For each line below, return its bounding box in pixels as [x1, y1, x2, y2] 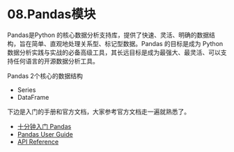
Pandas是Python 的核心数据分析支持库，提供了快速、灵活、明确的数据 [7, 31, 210, 39]
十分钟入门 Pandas [17, 122, 72, 130]
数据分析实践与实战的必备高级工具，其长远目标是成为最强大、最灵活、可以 [7, 48, 221, 56]
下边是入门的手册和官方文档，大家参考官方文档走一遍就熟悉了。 [7, 107, 190, 116]
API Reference [17, 137, 59, 146]
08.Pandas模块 [7, 6, 96, 22]
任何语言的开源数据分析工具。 [13, 56, 99, 65]
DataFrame [17, 93, 49, 101]
